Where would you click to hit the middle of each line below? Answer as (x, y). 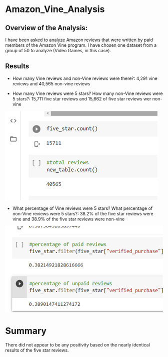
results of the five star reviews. (37, 350)
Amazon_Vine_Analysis (55, 9)
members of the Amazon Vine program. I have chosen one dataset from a (81, 45)
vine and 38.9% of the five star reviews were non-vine (68, 219)
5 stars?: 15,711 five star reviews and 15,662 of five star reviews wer (82, 98)
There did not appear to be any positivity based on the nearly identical (77, 344)
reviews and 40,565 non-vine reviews (51, 83)
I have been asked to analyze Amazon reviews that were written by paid (79, 40)
